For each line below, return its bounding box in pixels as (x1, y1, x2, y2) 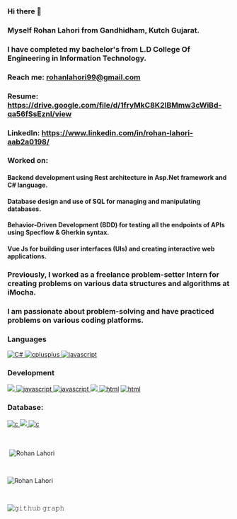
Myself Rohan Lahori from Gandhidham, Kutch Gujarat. (7, 25, 200, 35)
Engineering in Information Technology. (7, 53, 147, 63)
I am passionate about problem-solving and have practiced (7, 306, 214, 316)
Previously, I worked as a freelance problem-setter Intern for (7, 269, 219, 279)
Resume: (7, 91, 39, 101)
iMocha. (7, 287, 37, 297)
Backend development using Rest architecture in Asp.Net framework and (7, 173, 227, 182)
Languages (7, 334, 47, 344)
